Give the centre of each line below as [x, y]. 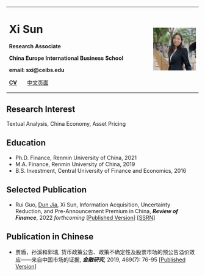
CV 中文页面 [29, 82]
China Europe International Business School [66, 58]
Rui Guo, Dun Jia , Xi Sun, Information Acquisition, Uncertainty [93, 205]
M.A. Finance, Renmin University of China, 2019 [75, 164]
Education [26, 143]
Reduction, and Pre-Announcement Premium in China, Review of [97, 211]
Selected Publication [47, 190]
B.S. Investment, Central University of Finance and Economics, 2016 [101, 170]
